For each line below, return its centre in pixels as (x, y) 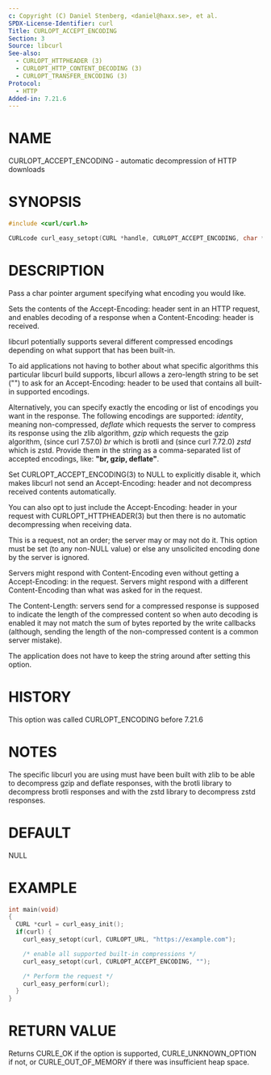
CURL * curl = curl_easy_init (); (70, 925)
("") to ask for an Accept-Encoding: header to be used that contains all (126, 383)
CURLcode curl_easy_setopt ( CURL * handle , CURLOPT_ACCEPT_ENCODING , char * (137, 238)
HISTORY (40, 697)
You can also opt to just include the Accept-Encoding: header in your (123, 507)
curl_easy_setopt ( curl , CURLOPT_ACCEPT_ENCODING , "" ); (117, 961)
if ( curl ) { (34, 932)
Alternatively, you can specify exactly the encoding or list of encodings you (133, 407)
